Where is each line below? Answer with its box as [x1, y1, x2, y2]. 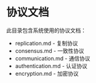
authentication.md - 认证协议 [15, 62, 88, 70]
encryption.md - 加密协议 [15, 70, 79, 77]
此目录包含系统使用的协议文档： [6, 27, 86, 34]
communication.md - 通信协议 [15, 55, 91, 62]
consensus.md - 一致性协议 [15, 47, 84, 55]
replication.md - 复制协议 [15, 39, 78, 47]
